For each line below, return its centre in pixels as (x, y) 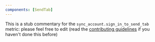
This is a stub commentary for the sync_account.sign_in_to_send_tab (77, 24)
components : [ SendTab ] (29, 10)
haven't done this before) (32, 34)
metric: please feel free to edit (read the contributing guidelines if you (77, 29)
